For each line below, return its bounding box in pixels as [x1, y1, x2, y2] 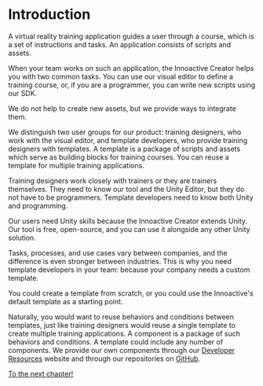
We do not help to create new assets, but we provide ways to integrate [8, 104, 237, 113]
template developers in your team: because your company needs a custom [8, 265, 250, 274]
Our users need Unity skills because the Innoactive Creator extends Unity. [8, 216, 248, 226]
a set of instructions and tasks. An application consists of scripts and [8, 39, 232, 49]
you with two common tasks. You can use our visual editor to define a [8, 72, 234, 81]
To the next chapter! [8, 369, 74, 378]
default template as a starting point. [8, 296, 123, 306]
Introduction [8, 6, 91, 24]
